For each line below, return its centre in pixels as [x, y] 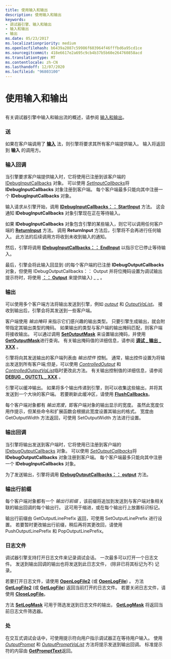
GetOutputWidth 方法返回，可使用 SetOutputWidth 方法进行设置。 [75, 418]
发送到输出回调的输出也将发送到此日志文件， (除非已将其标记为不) [84, 564]
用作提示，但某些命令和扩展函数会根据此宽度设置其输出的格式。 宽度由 [79, 411]
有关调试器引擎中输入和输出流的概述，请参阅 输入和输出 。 [66, 117]
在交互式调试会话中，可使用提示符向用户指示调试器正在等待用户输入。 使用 [84, 638]
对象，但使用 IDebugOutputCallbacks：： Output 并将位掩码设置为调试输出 [84, 271]
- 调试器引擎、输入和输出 [28, 24]
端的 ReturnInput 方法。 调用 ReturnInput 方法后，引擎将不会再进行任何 [81, 230]
